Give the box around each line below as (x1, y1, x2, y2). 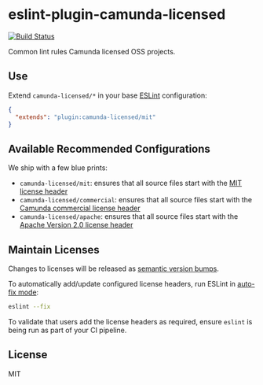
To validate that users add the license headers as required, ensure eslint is (8, 317, 253, 326)
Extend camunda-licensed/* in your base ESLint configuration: (8, 91, 208, 100)
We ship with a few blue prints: (8, 163, 108, 172)
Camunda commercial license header (19, 203, 141, 213)
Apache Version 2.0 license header (19, 220, 133, 230)
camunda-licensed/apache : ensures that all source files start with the (19, 212, 239, 221)
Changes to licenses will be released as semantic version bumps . (8, 264, 220, 273)
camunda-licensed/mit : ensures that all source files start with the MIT (19, 179, 243, 188)
